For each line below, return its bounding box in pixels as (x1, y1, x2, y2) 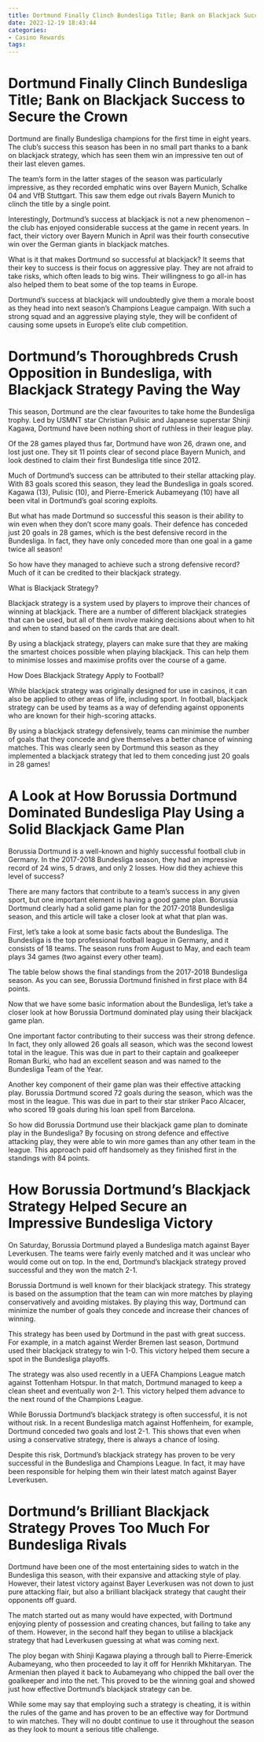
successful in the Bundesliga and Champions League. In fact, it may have (8, 1458, 245, 1468)
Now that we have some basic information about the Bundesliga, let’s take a (8, 999, 254, 1008)
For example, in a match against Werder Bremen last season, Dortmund (8, 1337, 239, 1347)
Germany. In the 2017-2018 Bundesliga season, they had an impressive (8, 854, 238, 864)
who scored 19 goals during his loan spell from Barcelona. (8, 1105, 196, 1114)
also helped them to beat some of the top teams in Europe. (8, 280, 198, 289)
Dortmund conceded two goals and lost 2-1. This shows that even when (8, 1426, 241, 1436)
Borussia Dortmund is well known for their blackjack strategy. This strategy (8, 1280, 251, 1289)
